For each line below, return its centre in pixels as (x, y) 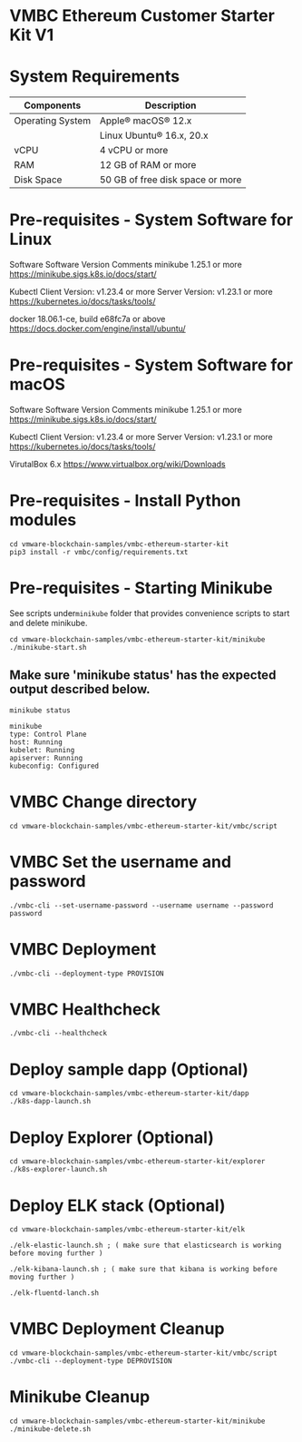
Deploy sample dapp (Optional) (129, 1069)
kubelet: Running (42, 750)
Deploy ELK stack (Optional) (117, 1206)
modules (43, 520)
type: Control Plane (49, 734)
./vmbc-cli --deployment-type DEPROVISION (91, 1361)
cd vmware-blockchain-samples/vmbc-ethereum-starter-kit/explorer (137, 1162)
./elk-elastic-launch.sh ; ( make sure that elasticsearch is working (146, 1246)
